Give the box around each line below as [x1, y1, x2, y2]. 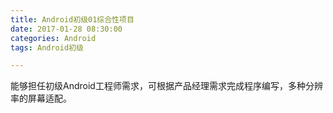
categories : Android [10, 33, 97, 43]
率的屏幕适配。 [10, 92, 72, 105]
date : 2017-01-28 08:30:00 [10, 24, 123, 34]
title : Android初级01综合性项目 [10, 14, 135, 25]
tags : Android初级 [10, 42, 84, 53]
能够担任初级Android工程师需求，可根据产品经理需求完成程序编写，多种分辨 [10, 80, 323, 92]
